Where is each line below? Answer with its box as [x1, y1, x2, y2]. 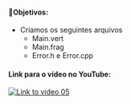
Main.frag [31, 42, 64, 52]
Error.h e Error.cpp [31, 51, 94, 60]
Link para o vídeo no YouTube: [8, 69, 111, 79]
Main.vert [31, 34, 64, 44]
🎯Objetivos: [8, 7, 49, 17]
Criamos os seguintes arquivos [19, 25, 123, 35]
